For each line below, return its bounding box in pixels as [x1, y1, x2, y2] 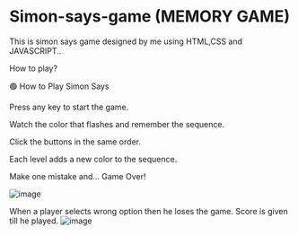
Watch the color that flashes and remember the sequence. [9, 118, 225, 129]
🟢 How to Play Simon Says [9, 81, 110, 91]
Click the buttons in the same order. [9, 136, 142, 147]
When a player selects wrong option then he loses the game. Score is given [9, 205, 289, 216]
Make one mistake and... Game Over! [9, 170, 146, 181]
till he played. [9, 215, 59, 226]
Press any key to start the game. [9, 101, 129, 112]
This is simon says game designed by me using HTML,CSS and [9, 36, 243, 47]
